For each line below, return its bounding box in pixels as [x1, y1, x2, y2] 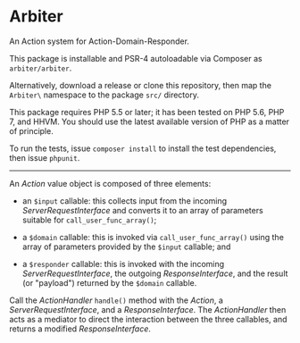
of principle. [9, 125, 54, 136]
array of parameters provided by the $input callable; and [21, 241, 231, 252]
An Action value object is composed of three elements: [9, 178, 212, 188]
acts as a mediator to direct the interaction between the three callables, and [9, 314, 287, 324]
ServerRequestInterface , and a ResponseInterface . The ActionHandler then [9, 304, 287, 314]
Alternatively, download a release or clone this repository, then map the [9, 79, 272, 90]
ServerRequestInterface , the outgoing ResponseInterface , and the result [21, 268, 288, 279]
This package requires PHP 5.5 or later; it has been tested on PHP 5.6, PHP [9, 106, 285, 117]
